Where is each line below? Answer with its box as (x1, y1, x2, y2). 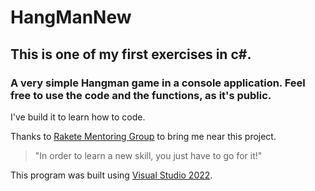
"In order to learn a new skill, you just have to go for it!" (34, 149, 263, 161)
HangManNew (10, 6, 132, 29)
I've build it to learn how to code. (10, 111, 146, 123)
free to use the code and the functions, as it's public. (10, 88, 272, 102)
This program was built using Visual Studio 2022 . (10, 169, 213, 181)
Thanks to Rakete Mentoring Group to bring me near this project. (10, 130, 277, 142)
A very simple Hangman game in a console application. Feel (10, 76, 306, 90)
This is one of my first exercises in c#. (10, 46, 252, 63)
